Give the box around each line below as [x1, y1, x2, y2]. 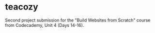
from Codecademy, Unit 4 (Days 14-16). [5, 22, 84, 28]
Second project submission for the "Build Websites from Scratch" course [5, 17, 151, 23]
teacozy [5, 1, 39, 12]
